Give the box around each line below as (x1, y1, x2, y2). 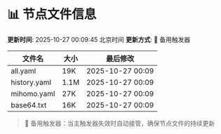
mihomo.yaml (11, 88, 55, 98)
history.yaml (11, 77, 51, 87)
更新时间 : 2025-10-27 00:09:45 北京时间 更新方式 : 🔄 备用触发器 (7, 35, 191, 43)
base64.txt (11, 100, 47, 109)
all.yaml (11, 66, 36, 76)
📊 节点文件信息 (7, 6, 97, 22)
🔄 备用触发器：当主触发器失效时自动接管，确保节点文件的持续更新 (24, 119, 215, 127)
